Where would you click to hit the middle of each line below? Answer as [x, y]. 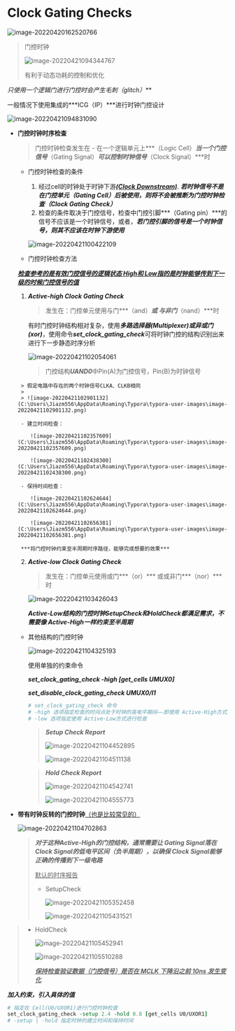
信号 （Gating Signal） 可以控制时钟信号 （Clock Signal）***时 [123, 157]
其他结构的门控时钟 [56, 637]
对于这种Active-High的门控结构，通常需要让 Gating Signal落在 [126, 842]
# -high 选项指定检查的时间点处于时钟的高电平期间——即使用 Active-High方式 [127, 712]
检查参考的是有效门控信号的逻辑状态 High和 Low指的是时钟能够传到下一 [121, 273]
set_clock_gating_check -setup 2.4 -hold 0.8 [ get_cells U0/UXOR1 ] [108, 1014]
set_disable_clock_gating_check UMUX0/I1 [92, 693]
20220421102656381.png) [52, 535]
